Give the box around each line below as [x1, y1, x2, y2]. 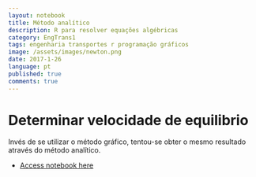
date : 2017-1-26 [8, 56, 62, 64]
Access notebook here [19, 160, 94, 170]
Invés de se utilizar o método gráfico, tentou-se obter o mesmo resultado [8, 137, 247, 146]
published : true [8, 70, 62, 78]
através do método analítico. [8, 146, 101, 155]
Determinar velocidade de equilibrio [8, 111, 249, 129]
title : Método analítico [8, 19, 90, 27]
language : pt [8, 63, 51, 71]
